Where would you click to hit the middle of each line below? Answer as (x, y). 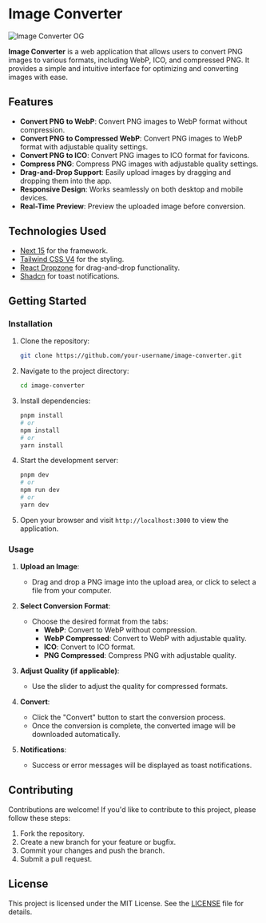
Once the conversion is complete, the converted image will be (133, 726)
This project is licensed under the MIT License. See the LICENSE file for (126, 903)
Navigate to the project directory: (74, 371)
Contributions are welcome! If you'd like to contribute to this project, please (132, 809)
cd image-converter (52, 386)
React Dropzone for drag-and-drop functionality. (100, 267)
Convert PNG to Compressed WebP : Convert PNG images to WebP (131, 138)
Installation (31, 323)
